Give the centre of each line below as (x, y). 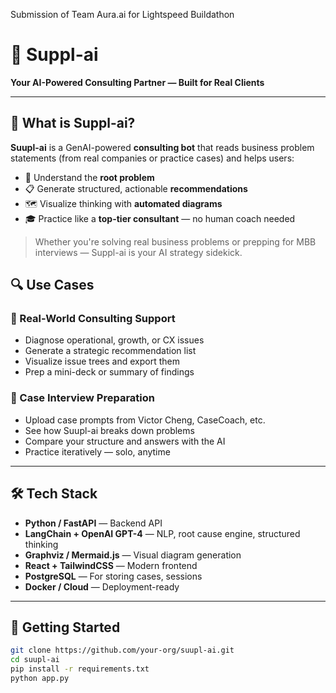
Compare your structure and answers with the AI (125, 441)
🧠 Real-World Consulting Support (93, 319)
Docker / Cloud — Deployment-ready (102, 586)
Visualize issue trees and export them (102, 361)
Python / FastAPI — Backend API (93, 523)
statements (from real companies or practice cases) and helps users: (152, 158)
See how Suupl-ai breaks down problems (109, 430)
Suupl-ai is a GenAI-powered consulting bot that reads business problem (162, 147)
